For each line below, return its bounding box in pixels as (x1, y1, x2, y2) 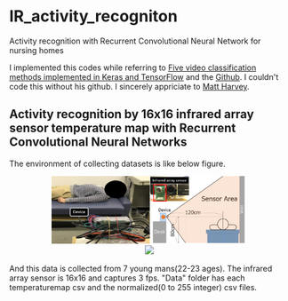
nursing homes (9, 44, 64, 55)
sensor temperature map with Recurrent (9, 121, 236, 136)
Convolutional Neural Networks (9, 135, 188, 150)
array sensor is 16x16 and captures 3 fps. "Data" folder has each (9, 273, 246, 283)
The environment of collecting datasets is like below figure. (9, 158, 226, 169)
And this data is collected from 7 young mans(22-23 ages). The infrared (9, 264, 273, 274)
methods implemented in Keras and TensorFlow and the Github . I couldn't (9, 71, 279, 82)
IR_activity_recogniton (9, 6, 178, 27)
